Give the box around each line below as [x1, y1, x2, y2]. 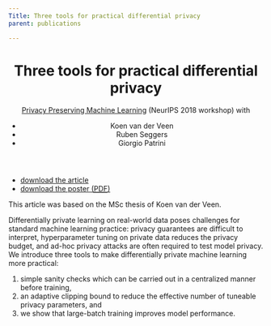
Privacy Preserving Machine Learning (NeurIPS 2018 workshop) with [21, 105, 251, 115]
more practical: [8, 259, 59, 268]
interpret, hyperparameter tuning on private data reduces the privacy [8, 233, 239, 242]
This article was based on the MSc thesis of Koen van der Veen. [8, 199, 222, 209]
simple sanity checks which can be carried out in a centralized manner [19, 274, 256, 284]
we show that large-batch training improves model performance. [19, 309, 236, 319]
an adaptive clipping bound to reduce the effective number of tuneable [19, 291, 256, 301]
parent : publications [8, 19, 82, 28]
